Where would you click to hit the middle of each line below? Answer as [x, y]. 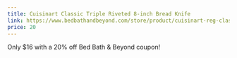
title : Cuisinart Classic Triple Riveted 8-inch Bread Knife [99, 14]
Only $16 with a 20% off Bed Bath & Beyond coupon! [84, 47]
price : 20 [22, 27]
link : [15, 21]
